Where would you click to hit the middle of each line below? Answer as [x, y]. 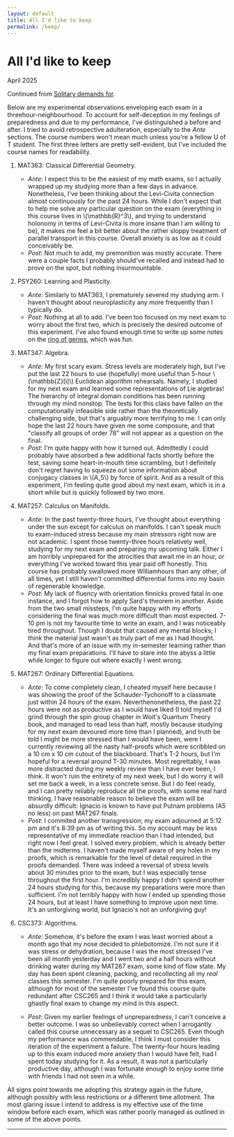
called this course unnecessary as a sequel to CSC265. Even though [126, 1032]
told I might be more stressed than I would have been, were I [115, 739]
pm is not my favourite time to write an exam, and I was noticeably [131, 623]
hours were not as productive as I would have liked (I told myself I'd [124, 709]
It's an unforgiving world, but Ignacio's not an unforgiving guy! [117, 910]
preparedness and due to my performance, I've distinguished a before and [114, 122]
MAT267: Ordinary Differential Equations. [76, 674]
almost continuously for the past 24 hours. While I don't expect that [124, 201]
